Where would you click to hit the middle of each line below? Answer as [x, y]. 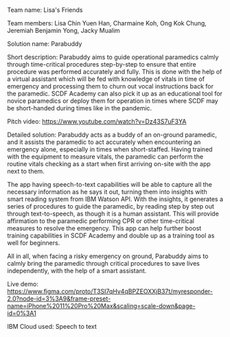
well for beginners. [34, 243]
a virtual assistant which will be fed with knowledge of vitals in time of [106, 79]
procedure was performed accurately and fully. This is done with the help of [115, 72]
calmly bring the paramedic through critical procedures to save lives [104, 263]
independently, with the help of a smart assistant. [77, 271]
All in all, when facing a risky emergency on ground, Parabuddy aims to [108, 256]
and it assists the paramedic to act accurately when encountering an [104, 142]
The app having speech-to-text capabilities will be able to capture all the [110, 184]
